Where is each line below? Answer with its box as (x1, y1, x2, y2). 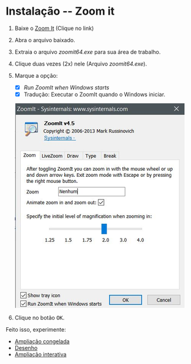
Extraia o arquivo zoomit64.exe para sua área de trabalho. (14, 48, 161, 56)
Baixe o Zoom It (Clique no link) (14, 24, 94, 32)
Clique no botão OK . (14, 314, 65, 322)
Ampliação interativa (14, 351, 67, 358)
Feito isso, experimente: (6, 326, 66, 333)
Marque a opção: (14, 72, 58, 79)
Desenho (14, 344, 38, 352)
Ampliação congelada (14, 338, 70, 345)
